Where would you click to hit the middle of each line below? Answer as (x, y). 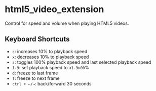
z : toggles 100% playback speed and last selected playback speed (82, 62)
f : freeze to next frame (36, 78)
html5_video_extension (54, 9)
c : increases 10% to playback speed (50, 51)
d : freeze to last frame (35, 73)
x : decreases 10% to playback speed (50, 57)
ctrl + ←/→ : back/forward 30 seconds (52, 83)
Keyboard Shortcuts (37, 39)
